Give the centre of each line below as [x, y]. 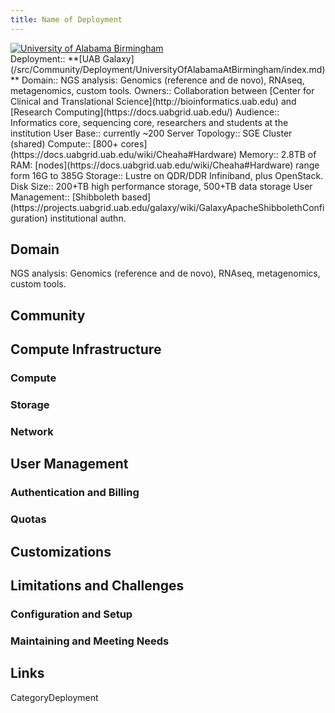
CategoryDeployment [54, 697]
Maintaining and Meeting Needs [90, 641]
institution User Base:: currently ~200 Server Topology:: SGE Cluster [151, 133]
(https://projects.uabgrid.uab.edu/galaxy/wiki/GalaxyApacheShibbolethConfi [167, 207]
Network [32, 431]
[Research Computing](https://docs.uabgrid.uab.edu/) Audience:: [145, 112]
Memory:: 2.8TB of [277, 154]
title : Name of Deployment [66, 19]
